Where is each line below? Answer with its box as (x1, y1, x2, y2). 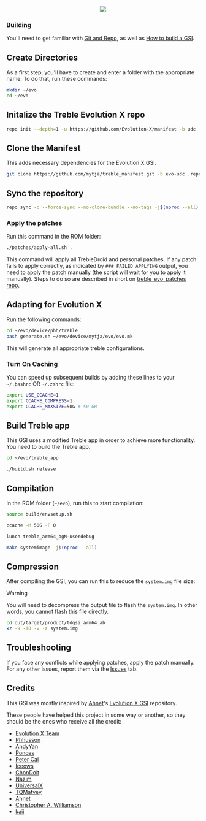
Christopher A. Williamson (15, 801, 82, 809)
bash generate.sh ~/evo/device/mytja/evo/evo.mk (6, 333, 133, 340)
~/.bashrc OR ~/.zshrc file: (6, 380, 75, 388)
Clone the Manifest (6, 143, 81, 153)
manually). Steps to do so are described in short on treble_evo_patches (6, 275, 186, 283)
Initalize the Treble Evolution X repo (6, 110, 145, 120)
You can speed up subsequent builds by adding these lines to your (6, 373, 175, 381)
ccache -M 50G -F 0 (6, 522, 56, 529)
